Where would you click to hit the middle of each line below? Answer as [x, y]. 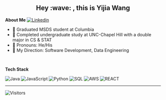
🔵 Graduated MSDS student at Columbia [53, 29]
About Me [16, 20]
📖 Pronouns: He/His [32, 45]
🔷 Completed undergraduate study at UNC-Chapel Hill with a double [82, 34]
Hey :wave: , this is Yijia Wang [83, 8]
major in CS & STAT [32, 40]
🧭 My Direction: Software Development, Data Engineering [71, 50]
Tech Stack [17, 69]
